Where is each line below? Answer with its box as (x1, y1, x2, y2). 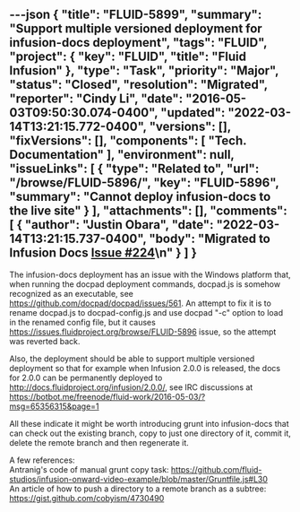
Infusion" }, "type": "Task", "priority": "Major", (9, 63, 279, 79)
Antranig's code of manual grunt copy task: (9, 464, 169, 474)
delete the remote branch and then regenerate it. (9, 437, 190, 447)
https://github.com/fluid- (170, 464, 262, 474)
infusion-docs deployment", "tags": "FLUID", (9, 35, 268, 50)
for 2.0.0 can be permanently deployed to (9, 372, 163, 383)
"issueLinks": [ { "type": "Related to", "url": (9, 161, 260, 177)
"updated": (160, 105, 226, 120)
